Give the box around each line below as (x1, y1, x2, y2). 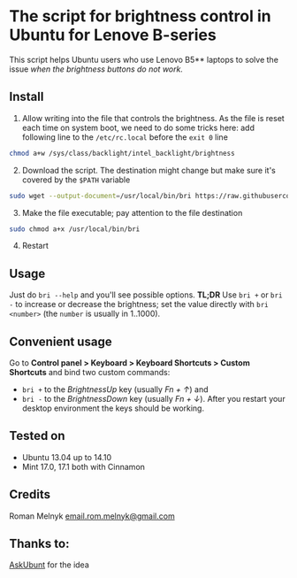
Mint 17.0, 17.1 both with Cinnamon (21, 461, 146, 472)
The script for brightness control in (9, 6, 271, 27)
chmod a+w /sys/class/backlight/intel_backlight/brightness (9, 149, 236, 158)
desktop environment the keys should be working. (21, 403, 205, 413)
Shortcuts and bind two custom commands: (9, 367, 171, 377)
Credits (9, 487, 51, 502)
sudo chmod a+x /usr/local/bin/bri (9, 224, 141, 234)
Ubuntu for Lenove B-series (9, 25, 217, 45)
